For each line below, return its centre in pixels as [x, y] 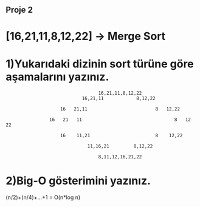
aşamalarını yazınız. [57, 77]
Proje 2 [19, 10]
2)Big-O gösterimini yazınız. [78, 181]
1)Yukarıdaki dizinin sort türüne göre [100, 64]
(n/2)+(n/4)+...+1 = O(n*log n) [43, 197]
